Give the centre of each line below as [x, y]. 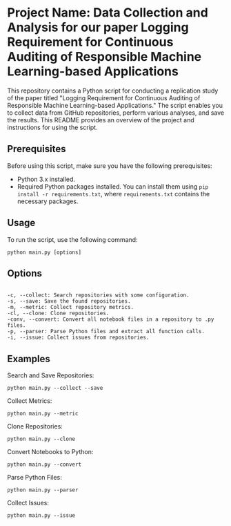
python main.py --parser [43, 490]
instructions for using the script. [52, 127]
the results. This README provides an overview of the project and [101, 120]
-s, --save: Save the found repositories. [69, 301]
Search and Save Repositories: [51, 375]
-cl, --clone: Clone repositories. [58, 313]
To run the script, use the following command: [72, 239]
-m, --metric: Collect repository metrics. [71, 308]
